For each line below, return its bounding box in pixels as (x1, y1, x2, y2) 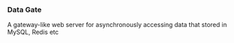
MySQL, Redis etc (7, 28, 60, 36)
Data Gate (7, 5, 42, 15)
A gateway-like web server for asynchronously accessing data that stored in (7, 21, 228, 29)
